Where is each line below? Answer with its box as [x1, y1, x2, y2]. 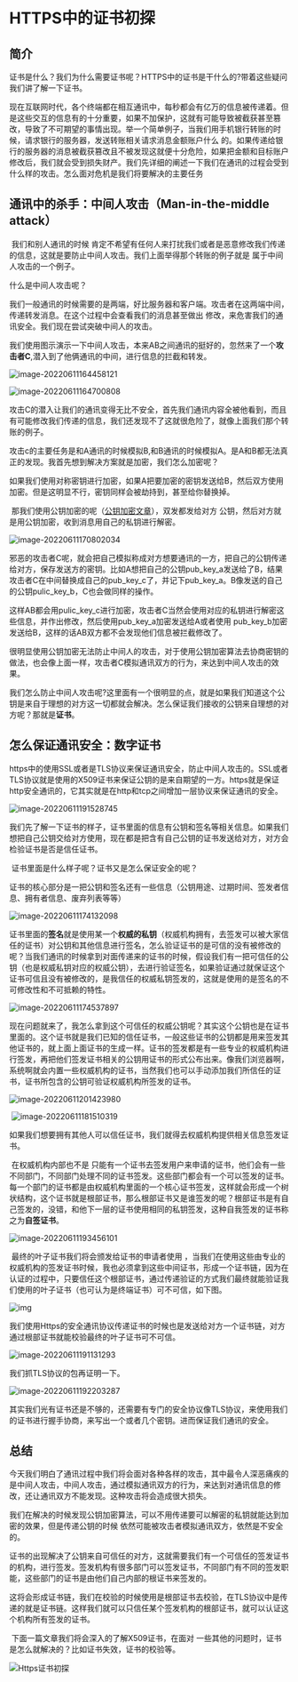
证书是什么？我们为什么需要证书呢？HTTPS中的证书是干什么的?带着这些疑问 [9, 72, 288, 82]
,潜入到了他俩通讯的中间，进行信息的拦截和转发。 [30, 350, 212, 361]
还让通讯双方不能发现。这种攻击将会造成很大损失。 [24, 1491, 211, 1502]
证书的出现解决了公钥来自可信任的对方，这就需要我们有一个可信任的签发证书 [9, 1550, 289, 1561]
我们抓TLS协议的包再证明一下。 [9, 1367, 125, 1378]
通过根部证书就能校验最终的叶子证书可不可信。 [9, 1331, 180, 1342]
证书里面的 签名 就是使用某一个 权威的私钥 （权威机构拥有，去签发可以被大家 [9, 928, 281, 939]
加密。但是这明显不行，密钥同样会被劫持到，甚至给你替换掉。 [9, 486, 235, 497]
